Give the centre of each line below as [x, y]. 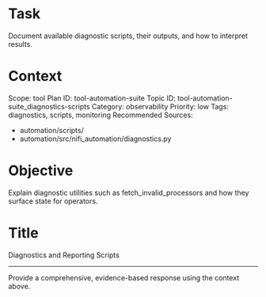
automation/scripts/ [52, 130]
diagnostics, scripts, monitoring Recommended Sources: [101, 115]
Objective [41, 171]
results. [21, 44]
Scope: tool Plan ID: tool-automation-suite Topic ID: [92, 98]
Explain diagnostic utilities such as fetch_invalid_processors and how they [129, 192]
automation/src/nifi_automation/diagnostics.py [95, 139]
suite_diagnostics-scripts [49, 106]
